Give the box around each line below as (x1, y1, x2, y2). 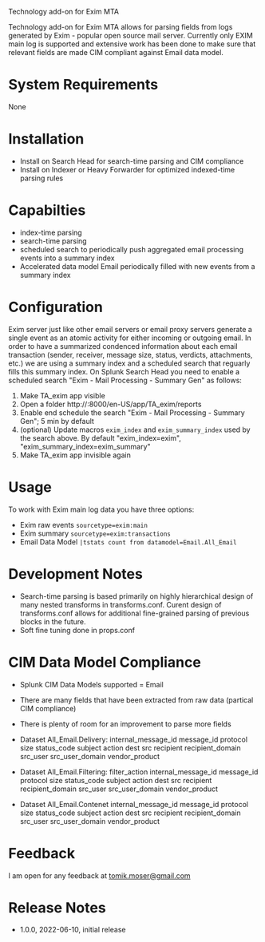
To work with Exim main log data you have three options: (8, 505, 195, 514)
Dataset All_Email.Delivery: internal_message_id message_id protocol (19, 734, 248, 744)
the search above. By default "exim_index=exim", (19, 433, 182, 442)
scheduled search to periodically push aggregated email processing (19, 244, 244, 254)
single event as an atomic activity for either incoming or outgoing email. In (8, 333, 251, 342)
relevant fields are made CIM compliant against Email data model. (8, 48, 223, 57)
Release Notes (8, 898, 106, 916)
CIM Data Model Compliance (8, 653, 201, 671)
